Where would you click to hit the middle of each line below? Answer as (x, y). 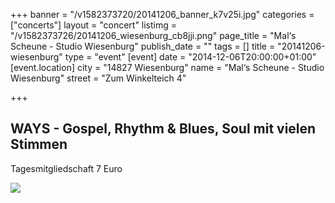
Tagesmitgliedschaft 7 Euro (66, 168)
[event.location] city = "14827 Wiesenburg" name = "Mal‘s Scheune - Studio (167, 67)
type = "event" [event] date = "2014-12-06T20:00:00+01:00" (190, 57)
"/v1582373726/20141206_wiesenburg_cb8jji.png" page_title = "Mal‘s (153, 35)
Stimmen (39, 144)
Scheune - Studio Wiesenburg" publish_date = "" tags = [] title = (143, 46)
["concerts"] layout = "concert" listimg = (94, 25)
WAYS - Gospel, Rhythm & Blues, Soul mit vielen (163, 129)
